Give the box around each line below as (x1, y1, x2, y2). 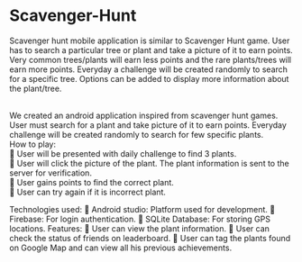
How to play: (9, 139, 57, 149)
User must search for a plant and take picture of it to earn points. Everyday (9, 119, 287, 131)
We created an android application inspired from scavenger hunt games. (9, 110, 279, 121)
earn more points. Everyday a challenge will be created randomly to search (9, 64, 288, 75)
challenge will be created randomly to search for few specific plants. (9, 129, 264, 140)
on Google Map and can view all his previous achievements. (9, 242, 233, 253)
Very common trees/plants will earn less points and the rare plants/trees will (9, 54, 292, 65)
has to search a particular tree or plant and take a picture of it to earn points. (9, 44, 293, 55)
